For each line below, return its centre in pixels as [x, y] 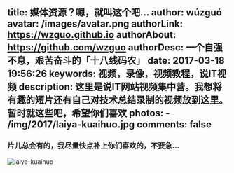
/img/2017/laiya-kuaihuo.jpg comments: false [110, 125]
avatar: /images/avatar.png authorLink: [95, 24]
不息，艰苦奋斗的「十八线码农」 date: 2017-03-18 [116, 61]
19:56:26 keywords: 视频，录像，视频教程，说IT [112, 74]
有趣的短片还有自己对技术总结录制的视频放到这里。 [118, 100]
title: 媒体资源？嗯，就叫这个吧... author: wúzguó [115, 13]
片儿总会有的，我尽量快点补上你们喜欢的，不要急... [94, 146]
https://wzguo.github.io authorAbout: [92, 35]
